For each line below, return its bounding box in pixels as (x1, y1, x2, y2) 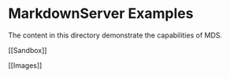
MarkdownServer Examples (8, 5, 194, 23)
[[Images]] (8, 60, 43, 70)
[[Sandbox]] (8, 45, 47, 55)
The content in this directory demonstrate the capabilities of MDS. (8, 30, 223, 40)
